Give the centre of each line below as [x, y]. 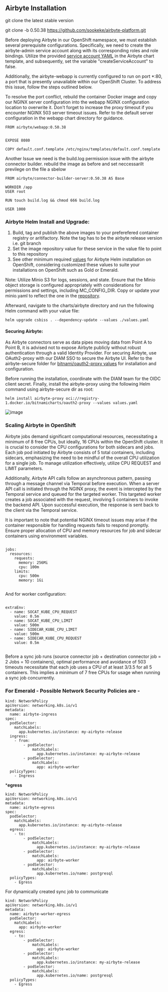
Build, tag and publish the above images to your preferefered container [86, 233]
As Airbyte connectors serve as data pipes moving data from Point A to [78, 342]
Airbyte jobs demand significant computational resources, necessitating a [81, 436]
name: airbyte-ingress [33, 714]
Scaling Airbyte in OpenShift [41, 425]
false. [11, 66]
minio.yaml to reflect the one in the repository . [53, 296]
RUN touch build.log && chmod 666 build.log [52, 200]
